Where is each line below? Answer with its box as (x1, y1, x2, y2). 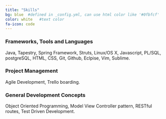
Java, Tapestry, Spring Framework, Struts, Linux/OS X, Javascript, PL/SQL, (5, 49, 161, 55)
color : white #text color (5, 17, 65, 22)
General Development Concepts (5, 91, 86, 98)
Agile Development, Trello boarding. (5, 79, 80, 85)
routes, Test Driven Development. (5, 108, 75, 114)
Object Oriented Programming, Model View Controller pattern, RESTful (5, 103, 152, 109)
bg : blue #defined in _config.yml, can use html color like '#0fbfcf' (5, 12, 159, 17)
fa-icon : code (5, 21, 35, 27)
